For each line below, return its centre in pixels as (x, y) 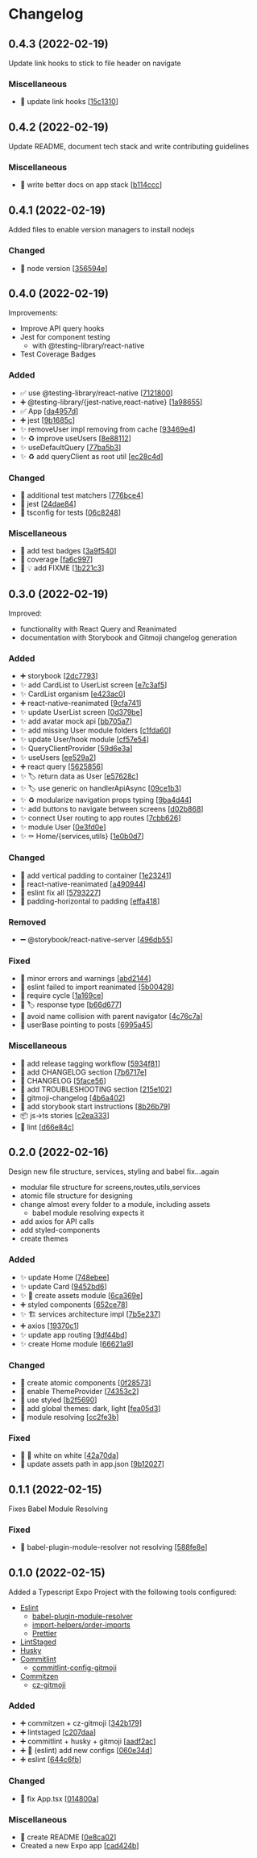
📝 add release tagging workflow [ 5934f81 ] (90, 1063)
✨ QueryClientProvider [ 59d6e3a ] (76, 749)
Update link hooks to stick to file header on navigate (95, 63)
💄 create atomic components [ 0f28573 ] (85, 1382)
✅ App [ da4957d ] (49, 411)
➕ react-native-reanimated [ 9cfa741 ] (81, 704)
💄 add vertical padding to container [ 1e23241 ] (95, 875)
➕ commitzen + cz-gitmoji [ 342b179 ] (81, 1723)
